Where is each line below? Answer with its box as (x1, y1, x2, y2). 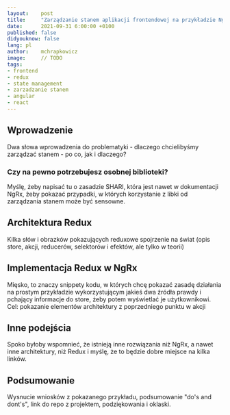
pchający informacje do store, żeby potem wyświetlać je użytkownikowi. (7, 295, 211, 303)
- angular (7, 93, 36, 100)
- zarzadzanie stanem (7, 86, 69, 93)
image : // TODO (7, 55, 63, 62)
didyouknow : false (7, 36, 60, 42)
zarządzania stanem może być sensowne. (7, 197, 125, 205)
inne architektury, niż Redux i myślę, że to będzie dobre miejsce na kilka (7, 347, 210, 356)
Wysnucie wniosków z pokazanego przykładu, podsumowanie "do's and (7, 393, 212, 401)
